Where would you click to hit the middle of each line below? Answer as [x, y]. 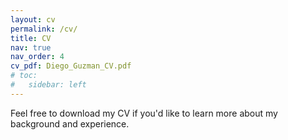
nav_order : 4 [37, 57]
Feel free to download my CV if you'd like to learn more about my [144, 113]
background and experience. [70, 123]
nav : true [31, 47]
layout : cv [33, 19]
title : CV [31, 38]
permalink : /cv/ [44, 29]
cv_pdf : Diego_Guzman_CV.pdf [71, 66]
